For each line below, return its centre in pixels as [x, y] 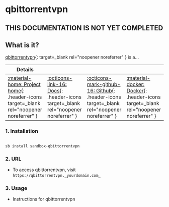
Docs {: [55, 91]
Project [32, 84]
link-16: [57, 84]
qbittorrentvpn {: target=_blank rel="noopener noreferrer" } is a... [72, 57]
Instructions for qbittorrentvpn [44, 199]
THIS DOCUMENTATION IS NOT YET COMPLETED [84, 28]
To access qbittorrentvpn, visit [44, 170]
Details [25, 70]
